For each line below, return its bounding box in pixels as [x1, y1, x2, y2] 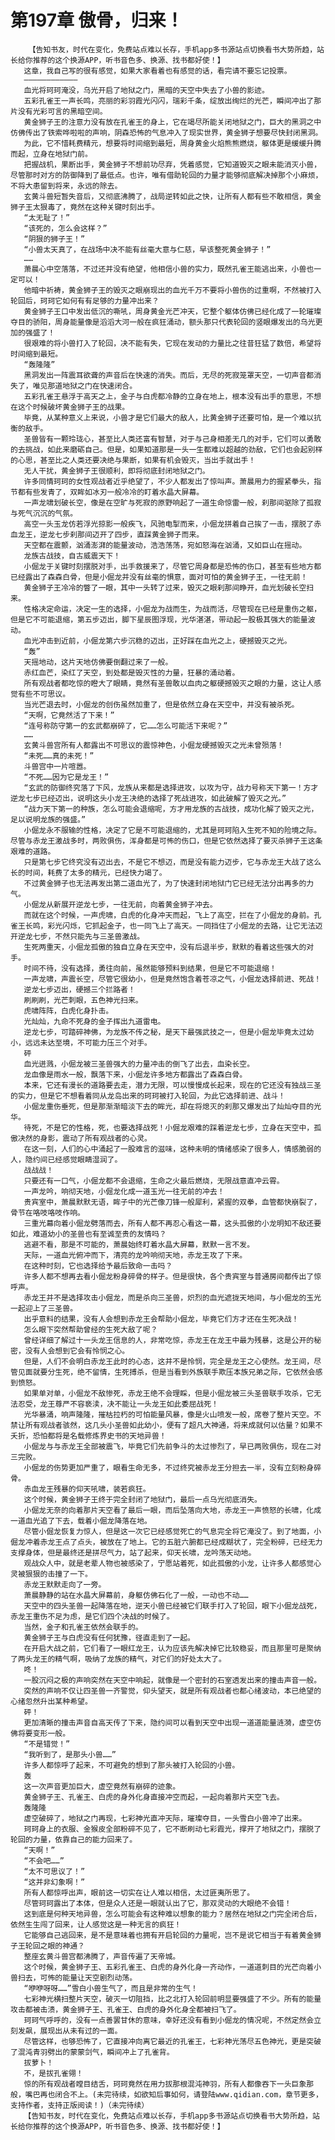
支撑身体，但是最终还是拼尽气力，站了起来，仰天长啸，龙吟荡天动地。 [10, 1547, 257, 1558]
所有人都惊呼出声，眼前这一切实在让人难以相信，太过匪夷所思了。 [23, 1887, 255, 1898]
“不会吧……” [23, 1856, 65, 1866]
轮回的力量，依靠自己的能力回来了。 [10, 1834, 138, 1845]
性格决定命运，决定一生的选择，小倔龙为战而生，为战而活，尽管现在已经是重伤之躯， [23, 604, 322, 614]
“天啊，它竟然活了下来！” [23, 710, 115, 720]
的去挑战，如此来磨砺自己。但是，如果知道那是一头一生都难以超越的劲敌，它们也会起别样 [10, 444, 323, 455]
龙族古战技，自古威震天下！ [23, 551, 122, 561]
